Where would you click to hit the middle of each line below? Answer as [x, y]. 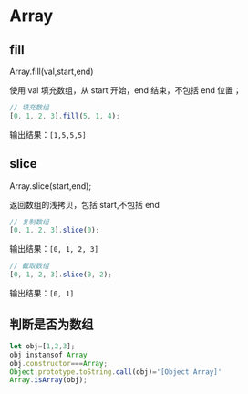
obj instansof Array [49, 355]
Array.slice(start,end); [51, 186]
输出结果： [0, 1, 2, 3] [54, 249]
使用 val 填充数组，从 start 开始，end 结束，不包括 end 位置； [125, 90]
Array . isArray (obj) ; [49, 380]
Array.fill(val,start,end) [52, 71]
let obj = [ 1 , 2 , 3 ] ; [42, 346]
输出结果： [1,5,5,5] [48, 134]
